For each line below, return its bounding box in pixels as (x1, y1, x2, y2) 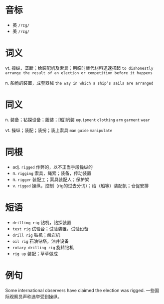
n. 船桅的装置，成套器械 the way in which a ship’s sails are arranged (5, 80, 154, 86)
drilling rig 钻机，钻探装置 (12, 219, 71, 225)
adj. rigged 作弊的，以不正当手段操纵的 (12, 164, 93, 170)
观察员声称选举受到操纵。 (9, 294, 62, 300)
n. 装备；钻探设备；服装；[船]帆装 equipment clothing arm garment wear (5, 117, 151, 123)
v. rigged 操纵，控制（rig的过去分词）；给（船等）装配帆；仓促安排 (12, 182, 149, 188)
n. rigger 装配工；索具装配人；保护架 (12, 176, 89, 182)
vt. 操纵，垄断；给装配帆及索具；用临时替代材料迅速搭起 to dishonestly (5, 65, 154, 71)
